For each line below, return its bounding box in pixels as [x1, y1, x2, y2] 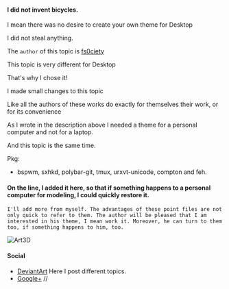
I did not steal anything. [7, 34, 73, 42]
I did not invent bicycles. [7, 5, 79, 14]
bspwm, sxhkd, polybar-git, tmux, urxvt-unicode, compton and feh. [16, 168, 207, 176]
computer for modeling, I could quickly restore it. [7, 190, 149, 199]
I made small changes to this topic [7, 87, 104, 95]
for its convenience [7, 108, 62, 116]
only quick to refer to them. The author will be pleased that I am [7, 212, 207, 219]
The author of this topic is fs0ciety [7, 47, 105, 55]
